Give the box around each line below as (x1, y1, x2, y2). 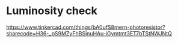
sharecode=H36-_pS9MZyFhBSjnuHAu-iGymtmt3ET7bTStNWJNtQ (6, 29, 173, 37)
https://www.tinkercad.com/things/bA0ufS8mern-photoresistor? (6, 24, 165, 31)
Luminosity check (6, 4, 97, 18)
